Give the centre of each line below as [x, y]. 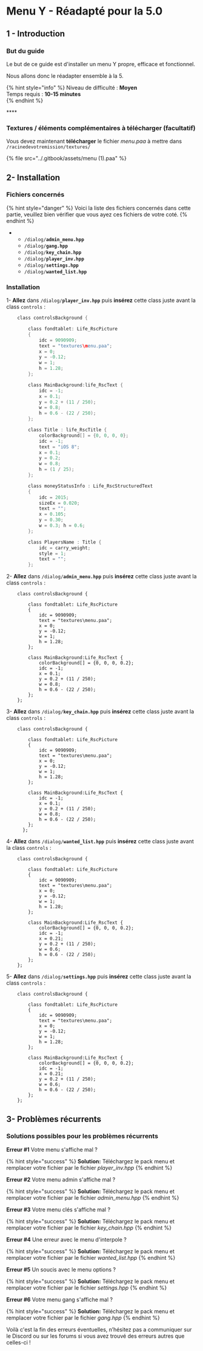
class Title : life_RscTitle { [68, 430]
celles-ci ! [19, 1342]
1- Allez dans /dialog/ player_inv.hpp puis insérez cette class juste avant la [101, 300]
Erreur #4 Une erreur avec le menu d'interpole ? [67, 1239]
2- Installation [33, 177]
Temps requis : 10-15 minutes [44, 94]
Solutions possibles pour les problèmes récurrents [82, 1136]
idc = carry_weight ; [65, 548]
